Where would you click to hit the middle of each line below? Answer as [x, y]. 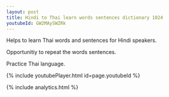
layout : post [23, 12]
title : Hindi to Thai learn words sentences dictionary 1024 [85, 18]
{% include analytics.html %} [42, 87]
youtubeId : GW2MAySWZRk [36, 23]
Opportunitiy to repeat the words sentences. [61, 52]
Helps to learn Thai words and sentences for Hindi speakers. [81, 41]
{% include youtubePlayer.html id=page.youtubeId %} [73, 76]
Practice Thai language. [36, 64]
